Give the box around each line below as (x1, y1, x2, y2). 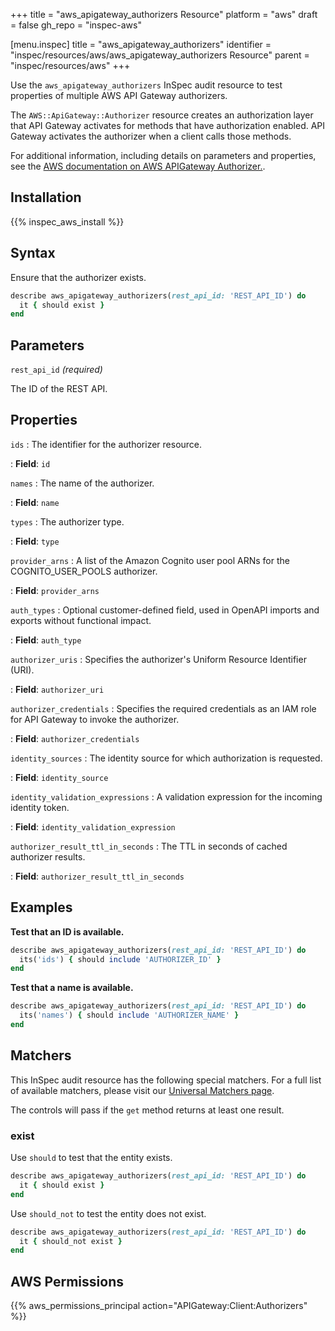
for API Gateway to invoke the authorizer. (10, 713, 180, 725)
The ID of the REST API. (10, 383, 108, 395)
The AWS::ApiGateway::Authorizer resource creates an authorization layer (10, 109, 314, 121)
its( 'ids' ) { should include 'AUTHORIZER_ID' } (19, 954, 222, 964)
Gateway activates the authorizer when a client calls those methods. (10, 130, 292, 142)
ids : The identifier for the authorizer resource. (10, 438, 203, 450)
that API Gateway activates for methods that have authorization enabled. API (10, 120, 326, 131)
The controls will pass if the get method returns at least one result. (10, 1104, 285, 1116)
